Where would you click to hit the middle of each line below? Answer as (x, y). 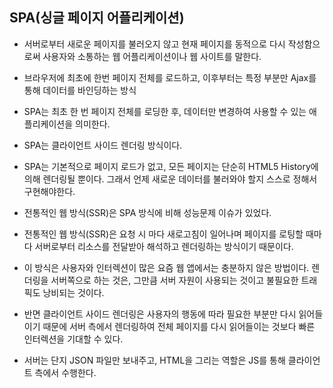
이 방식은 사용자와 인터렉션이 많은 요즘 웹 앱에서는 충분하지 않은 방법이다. (166, 267)
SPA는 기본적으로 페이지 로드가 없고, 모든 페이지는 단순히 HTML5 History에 (171, 166)
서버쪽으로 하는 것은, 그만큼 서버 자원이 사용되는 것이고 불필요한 (174, 280)
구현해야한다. (49, 191)
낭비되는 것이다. (73, 292)
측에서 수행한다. (65, 372)
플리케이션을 (48, 124)
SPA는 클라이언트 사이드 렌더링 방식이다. (103, 145)
